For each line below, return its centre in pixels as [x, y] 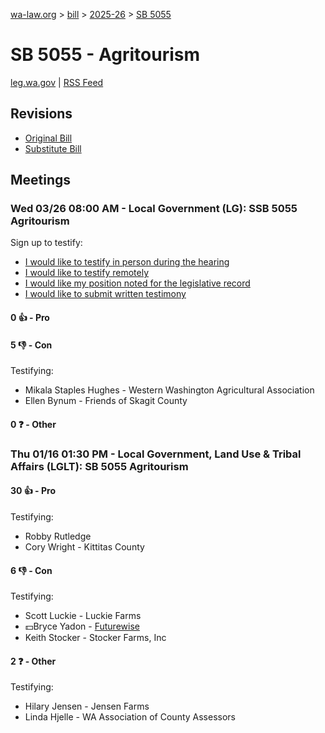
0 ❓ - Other [33, 424]
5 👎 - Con [31, 345]
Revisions [41, 114]
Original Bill [48, 138]
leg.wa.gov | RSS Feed [57, 82]
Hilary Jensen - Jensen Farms [87, 706]
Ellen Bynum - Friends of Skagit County [106, 401]
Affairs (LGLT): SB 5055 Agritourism [99, 466]
